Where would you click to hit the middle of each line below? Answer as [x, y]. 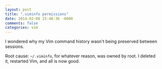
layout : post [18, 9]
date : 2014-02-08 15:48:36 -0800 [39, 18]
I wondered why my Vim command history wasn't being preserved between [81, 41]
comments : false [21, 23]
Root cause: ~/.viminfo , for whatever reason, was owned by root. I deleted [80, 56]
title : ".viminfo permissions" [37, 14]
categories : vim [21, 28]
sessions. [15, 47]
